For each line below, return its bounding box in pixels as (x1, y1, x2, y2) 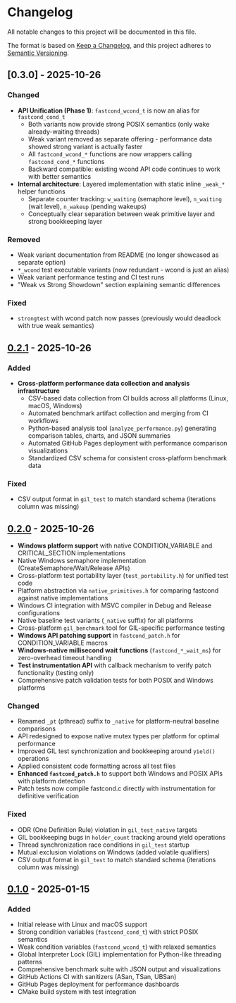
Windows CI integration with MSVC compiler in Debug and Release (17, 601, 212, 610)
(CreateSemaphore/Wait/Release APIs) (17, 564, 130, 572)
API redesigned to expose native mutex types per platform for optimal (17, 732, 220, 740)
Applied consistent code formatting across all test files (17, 762, 176, 771)
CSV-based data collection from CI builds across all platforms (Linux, (27, 393, 229, 402)
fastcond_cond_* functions (27, 157, 105, 165)
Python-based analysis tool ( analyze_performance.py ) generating (27, 424, 216, 432)
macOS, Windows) (27, 401, 82, 410)
